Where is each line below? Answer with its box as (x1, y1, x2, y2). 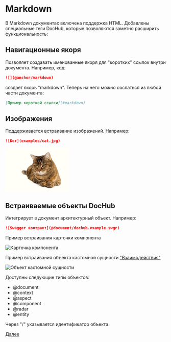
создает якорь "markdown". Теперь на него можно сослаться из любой (5, 84, 162, 90)
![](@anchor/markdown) (5, 75, 54, 80)
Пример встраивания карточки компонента (5, 234, 101, 240)
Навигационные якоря (5, 45, 81, 54)
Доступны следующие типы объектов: (5, 274, 90, 280)
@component (12, 300, 42, 306)
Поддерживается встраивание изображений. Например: (5, 128, 130, 134)
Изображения (5, 114, 53, 123)
